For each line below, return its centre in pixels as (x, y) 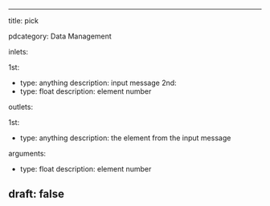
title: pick (23, 20)
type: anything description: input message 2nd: (98, 83)
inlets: (18, 52)
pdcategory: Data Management (60, 36)
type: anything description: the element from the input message (125, 138)
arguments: (27, 153)
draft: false (36, 194)
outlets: (21, 107)
